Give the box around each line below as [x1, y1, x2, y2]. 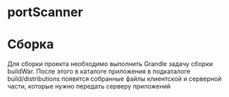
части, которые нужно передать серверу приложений [7, 82, 171, 91]
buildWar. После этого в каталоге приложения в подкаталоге [7, 67, 191, 76]
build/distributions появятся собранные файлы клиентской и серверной [7, 75, 222, 83]
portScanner [7, 4, 83, 20]
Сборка [7, 37, 54, 53]
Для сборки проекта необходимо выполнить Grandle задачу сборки [7, 60, 213, 68]
